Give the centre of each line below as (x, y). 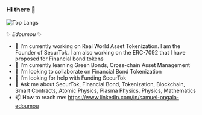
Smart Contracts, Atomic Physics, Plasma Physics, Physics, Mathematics (105, 91)
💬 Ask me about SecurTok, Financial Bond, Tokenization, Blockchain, (100, 84)
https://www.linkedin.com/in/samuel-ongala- (124, 98)
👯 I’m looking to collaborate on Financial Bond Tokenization (88, 72)
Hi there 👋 (21, 10)
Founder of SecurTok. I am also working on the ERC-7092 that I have (100, 53)
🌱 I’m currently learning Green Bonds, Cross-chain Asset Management (102, 65)
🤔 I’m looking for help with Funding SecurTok (71, 78)
